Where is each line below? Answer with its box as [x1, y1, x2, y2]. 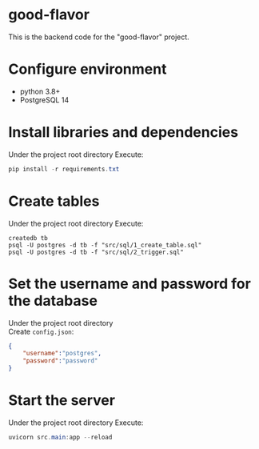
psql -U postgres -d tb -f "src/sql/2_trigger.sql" [8, 248, 184, 256]
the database [8, 291, 98, 310]
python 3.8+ [19, 86, 61, 96]
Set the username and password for [8, 275, 252, 293]
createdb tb [8, 234, 48, 242]
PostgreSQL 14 [19, 94, 70, 105]
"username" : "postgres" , [22, 350, 102, 358]
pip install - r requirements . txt [8, 165, 120, 173]
